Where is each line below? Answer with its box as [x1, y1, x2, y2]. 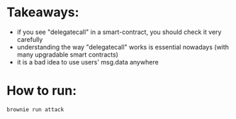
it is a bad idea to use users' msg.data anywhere [16, 57, 159, 66]
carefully [16, 35, 43, 43]
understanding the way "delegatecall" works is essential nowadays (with [16, 42, 230, 51]
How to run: [6, 83, 77, 99]
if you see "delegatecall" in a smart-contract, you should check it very [16, 28, 222, 36]
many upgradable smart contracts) [16, 50, 118, 59]
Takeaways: [6, 4, 79, 21]
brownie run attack [6, 106, 64, 113]
